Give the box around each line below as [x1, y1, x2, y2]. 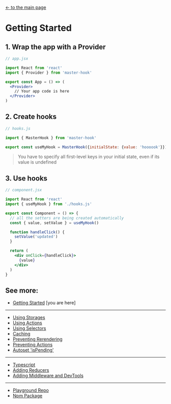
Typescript [12, 362, 36, 368]
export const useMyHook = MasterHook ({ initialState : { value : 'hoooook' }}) [5, 144, 167, 150]
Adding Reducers [12, 367, 49, 373]
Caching [12, 331, 31, 337]
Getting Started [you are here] [12, 300, 76, 306]
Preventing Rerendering [12, 336, 63, 342]
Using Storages [12, 315, 45, 321]
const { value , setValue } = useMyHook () [10, 220, 99, 226]
